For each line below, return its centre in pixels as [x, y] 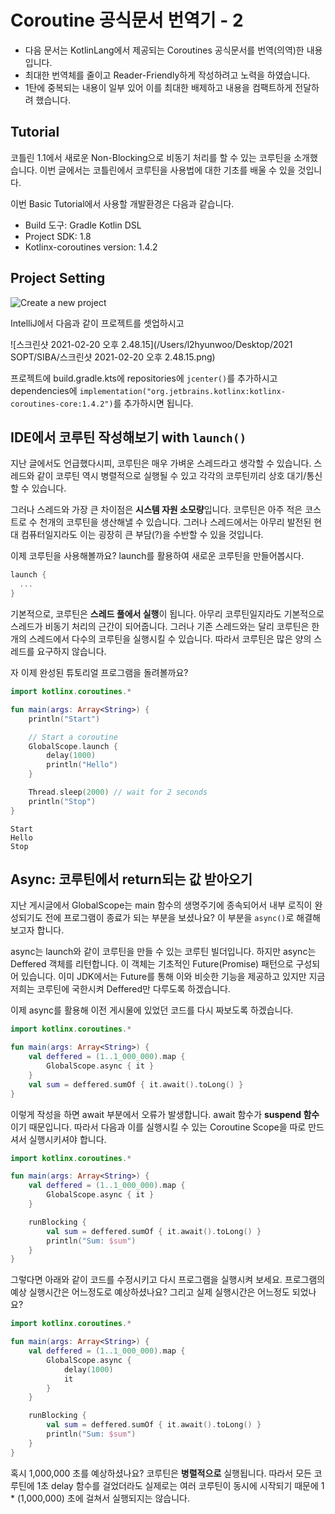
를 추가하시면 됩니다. [153, 403]
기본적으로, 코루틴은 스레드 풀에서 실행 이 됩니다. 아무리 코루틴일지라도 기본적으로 [167, 614]
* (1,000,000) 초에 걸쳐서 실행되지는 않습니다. [100, 1498]
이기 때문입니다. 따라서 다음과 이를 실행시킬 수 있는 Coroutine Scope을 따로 [158, 1127]
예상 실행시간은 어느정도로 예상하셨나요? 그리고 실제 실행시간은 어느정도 [150, 1292]
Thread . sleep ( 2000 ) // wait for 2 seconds [118, 792]
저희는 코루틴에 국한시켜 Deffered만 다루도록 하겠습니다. [120, 989]
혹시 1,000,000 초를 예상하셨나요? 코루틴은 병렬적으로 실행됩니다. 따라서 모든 [161, 1473]
